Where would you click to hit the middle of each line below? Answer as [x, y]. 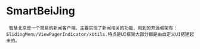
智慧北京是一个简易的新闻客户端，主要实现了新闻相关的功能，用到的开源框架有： [93, 28]
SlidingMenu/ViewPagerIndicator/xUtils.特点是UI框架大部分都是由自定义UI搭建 [98, 34]
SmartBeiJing [41, 11]
